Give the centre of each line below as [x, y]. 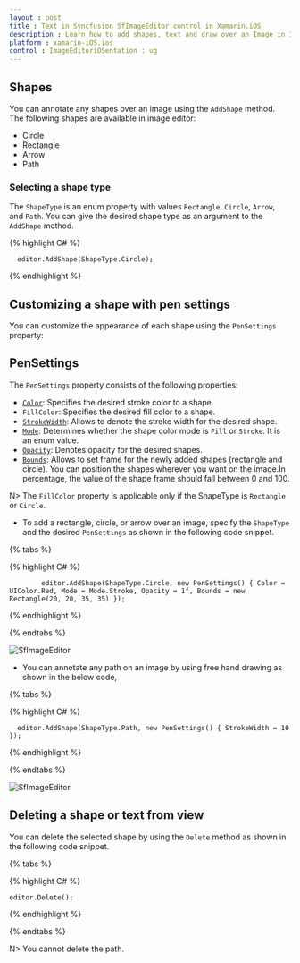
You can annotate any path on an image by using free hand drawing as [152, 667]
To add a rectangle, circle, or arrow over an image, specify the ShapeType [156, 522]
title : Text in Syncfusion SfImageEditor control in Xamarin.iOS [135, 26]
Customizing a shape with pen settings [120, 304]
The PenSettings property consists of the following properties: [124, 385]
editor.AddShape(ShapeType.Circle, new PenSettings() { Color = [163, 583]
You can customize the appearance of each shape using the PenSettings [143, 326]
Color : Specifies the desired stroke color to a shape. [118, 402]
